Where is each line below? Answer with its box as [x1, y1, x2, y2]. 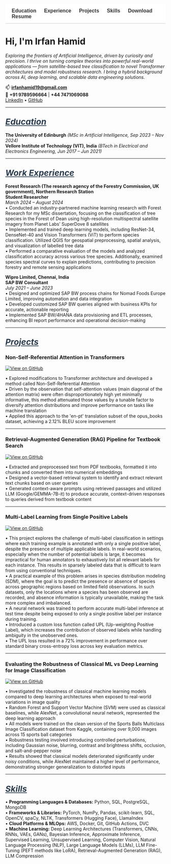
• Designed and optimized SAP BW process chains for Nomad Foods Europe [5, 290, 166, 296]
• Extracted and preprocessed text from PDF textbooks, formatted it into [5, 464, 157, 470]
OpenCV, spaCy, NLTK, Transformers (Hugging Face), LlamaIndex [5, 815, 144, 821]
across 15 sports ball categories [5, 731, 72, 738]
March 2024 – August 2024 [5, 199, 64, 205]
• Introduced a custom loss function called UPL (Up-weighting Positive [5, 621, 154, 628]
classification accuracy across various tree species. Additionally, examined [5, 253, 163, 259]
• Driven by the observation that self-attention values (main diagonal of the [5, 386, 163, 392]
